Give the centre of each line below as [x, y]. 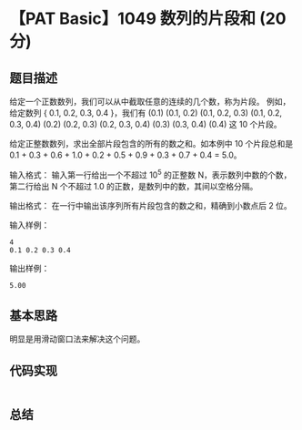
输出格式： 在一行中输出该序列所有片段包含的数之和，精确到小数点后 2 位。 [151, 205]
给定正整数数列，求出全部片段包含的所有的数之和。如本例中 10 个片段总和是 [151, 143]
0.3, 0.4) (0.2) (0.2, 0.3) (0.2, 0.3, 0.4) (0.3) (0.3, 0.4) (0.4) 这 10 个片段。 [146, 124]
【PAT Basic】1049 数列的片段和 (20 [148, 19]
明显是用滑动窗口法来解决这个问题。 [77, 339]
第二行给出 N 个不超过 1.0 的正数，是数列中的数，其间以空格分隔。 [134, 186]
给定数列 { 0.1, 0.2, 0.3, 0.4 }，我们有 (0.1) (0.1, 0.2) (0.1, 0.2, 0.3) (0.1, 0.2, [146, 113]
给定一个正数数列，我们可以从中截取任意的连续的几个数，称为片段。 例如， [150, 102]
